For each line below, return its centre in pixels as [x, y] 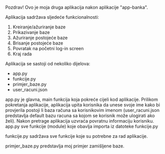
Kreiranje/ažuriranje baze [39, 27]
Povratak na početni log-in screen [48, 48]
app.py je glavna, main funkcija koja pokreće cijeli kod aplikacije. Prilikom [82, 99]
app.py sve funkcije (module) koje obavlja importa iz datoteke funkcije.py [82, 126]
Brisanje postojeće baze [38, 43]
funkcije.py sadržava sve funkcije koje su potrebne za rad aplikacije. [77, 136]
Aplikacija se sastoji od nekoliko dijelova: [48, 64]
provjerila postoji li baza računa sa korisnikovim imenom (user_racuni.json [82, 110]
